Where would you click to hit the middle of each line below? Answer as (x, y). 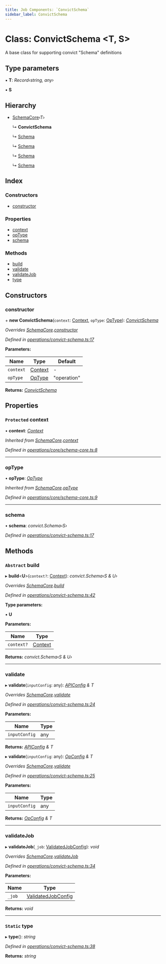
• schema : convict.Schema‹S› (36, 526)
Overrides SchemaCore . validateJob (42, 856)
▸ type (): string (20, 937)
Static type (19, 926)
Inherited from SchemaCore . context (42, 440)
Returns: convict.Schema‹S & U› (39, 657)
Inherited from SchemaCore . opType (41, 488)
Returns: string (21, 956)
